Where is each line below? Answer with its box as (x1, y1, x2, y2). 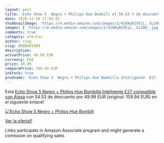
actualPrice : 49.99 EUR (5, 52, 54, 58)
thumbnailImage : (5, 20, 38, 26)
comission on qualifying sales (5, 132, 65, 138)
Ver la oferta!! (5, 118, 33, 123)
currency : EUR (5, 57, 34, 62)
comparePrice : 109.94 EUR (5, 66, 58, 71)
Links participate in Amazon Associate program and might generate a (5, 127, 144, 133)
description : (5, 48, 32, 53)
